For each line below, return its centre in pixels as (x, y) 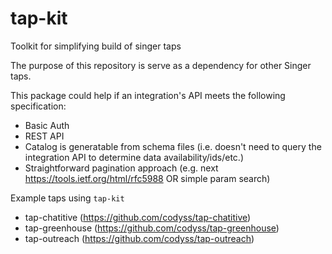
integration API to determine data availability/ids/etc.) (134, 157)
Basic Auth (47, 125)
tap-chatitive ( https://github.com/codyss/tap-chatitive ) (138, 217)
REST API (44, 136)
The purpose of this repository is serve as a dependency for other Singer (161, 65)
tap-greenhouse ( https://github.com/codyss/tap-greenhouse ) (152, 228)
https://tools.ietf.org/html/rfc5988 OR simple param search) (147, 178)
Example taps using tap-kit (67, 198)
